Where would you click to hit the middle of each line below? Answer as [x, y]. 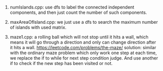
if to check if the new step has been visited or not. [61, 63]
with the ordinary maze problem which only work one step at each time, [83, 53]
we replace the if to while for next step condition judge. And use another [84, 58]
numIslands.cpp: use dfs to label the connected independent [72, 7]
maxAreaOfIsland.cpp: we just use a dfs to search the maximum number [84, 22]
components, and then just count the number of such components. [79, 12]
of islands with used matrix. [38, 27]
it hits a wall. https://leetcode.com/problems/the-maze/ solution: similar [83, 47]
